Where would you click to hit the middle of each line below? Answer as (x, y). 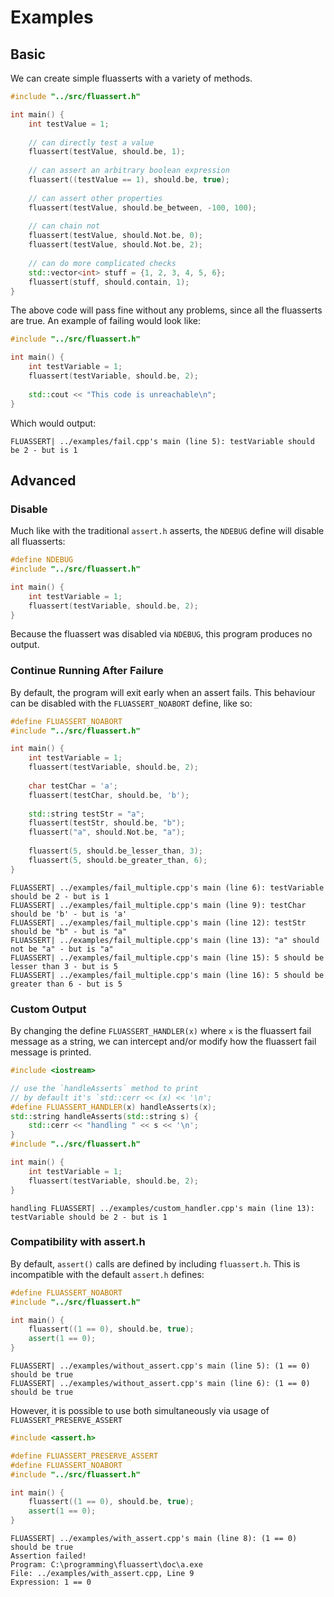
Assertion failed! (48, 1556)
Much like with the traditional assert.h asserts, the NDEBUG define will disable (167, 531)
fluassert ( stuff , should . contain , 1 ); (109, 282)
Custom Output (48, 1009)
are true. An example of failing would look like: (106, 321)
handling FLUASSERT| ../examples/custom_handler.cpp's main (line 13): (162, 1208)
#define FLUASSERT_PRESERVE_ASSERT (84, 1456)
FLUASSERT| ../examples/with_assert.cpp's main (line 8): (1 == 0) (154, 1539)
